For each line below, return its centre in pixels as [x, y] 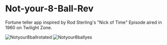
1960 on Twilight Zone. [29, 27]
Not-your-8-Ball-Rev [49, 9]
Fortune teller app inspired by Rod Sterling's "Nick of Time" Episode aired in [83, 22]
